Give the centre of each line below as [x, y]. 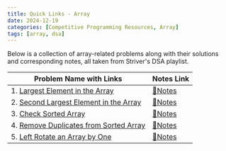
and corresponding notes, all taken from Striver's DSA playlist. [98, 62]
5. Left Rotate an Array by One [61, 137]
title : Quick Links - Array [49, 14]
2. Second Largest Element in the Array [76, 102]
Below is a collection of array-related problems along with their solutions [113, 54]
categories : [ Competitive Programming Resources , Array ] [93, 27]
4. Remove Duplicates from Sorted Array [78, 125]
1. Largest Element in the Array [63, 91]
